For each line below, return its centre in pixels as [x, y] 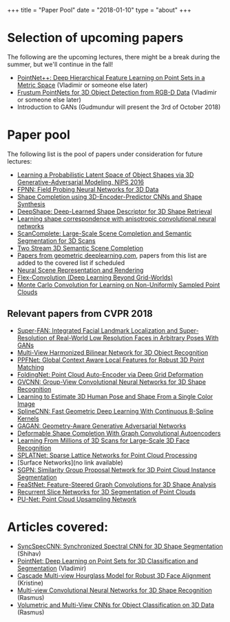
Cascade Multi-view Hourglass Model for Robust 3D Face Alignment [114, 575]
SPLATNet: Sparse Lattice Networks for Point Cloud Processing [107, 455]
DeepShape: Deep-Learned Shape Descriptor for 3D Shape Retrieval [114, 211]
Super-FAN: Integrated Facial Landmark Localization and [97, 330]
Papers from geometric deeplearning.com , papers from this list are [112, 255]
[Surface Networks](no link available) [70, 463]
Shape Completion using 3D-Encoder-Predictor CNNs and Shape [109, 197]
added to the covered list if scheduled [71, 262]
